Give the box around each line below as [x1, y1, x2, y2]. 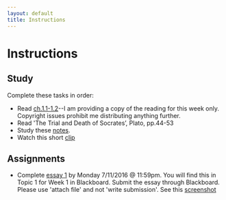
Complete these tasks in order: [7, 91, 95, 99]
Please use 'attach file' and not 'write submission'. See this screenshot [16, 186, 217, 194]
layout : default [7, 10, 53, 17]
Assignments [7, 153, 66, 165]
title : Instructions [7, 16, 66, 23]
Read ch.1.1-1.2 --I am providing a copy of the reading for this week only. [16, 104, 219, 113]
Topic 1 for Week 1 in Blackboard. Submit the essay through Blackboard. [16, 178, 221, 186]
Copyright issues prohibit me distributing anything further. [16, 111, 181, 119]
